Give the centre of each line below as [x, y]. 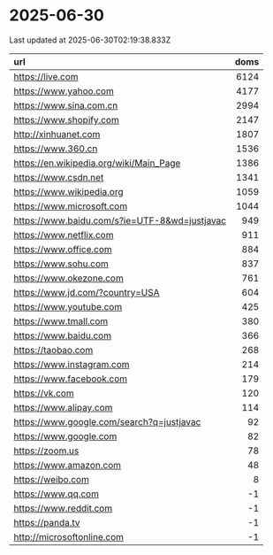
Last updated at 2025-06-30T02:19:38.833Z [90, 40]
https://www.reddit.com [63, 508]
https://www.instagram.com [72, 364]
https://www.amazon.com [68, 465]
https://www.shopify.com [66, 119]
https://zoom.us [46, 451]
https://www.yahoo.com [64, 91]
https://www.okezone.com [68, 278]
